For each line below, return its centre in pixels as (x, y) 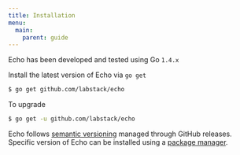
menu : (17, 23)
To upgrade (27, 105)
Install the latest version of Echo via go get (78, 75)
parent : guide (45, 37)
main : (24, 30)
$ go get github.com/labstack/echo (66, 90)
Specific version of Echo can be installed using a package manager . (118, 142)
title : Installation (42, 15)
